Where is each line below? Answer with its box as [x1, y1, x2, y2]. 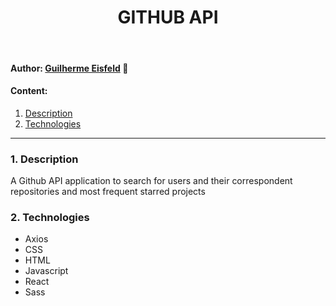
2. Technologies [10, 210, 90, 224]
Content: [10, 85, 48, 97]
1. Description [10, 152, 79, 166]
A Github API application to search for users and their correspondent [10, 175, 293, 187]
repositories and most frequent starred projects [10, 186, 206, 198]
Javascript [24, 265, 69, 277]
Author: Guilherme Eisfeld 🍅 [10, 62, 129, 74]
